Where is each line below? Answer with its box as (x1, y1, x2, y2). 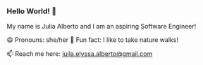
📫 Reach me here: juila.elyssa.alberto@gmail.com (6, 50, 153, 58)
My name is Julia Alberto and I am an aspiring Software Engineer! (6, 22, 197, 31)
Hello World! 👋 (6, 6, 57, 16)
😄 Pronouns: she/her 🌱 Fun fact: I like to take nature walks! (6, 36, 179, 44)
